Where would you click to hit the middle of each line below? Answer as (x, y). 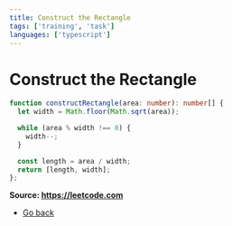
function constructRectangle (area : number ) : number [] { (116, 104)
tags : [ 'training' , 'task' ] (62, 26)
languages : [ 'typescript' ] (60, 34)
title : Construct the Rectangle (70, 18)
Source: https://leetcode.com (66, 195)
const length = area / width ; (74, 161)
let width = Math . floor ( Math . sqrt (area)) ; (98, 112)
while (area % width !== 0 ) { (74, 128)
